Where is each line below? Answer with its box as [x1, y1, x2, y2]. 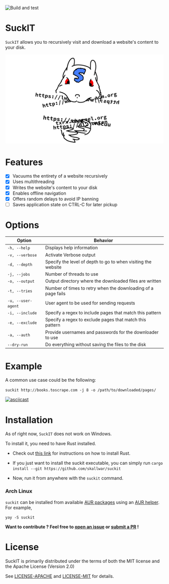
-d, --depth [7, 262, 33, 268]
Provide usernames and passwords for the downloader [45, 329, 159, 335]
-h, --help [7, 245, 30, 251]
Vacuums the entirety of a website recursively [12, 173, 108, 179]
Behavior [94, 237, 113, 243]
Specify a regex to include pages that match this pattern [45, 310, 161, 316]
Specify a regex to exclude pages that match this [45, 317, 146, 323]
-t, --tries [7, 289, 33, 294]
